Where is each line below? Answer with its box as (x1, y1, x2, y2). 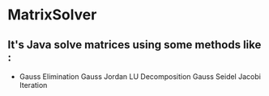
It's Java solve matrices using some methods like (7, 38, 262, 52)
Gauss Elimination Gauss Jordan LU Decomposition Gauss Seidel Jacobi (19, 72, 261, 81)
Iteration (19, 81, 48, 90)
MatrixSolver (7, 6, 97, 24)
